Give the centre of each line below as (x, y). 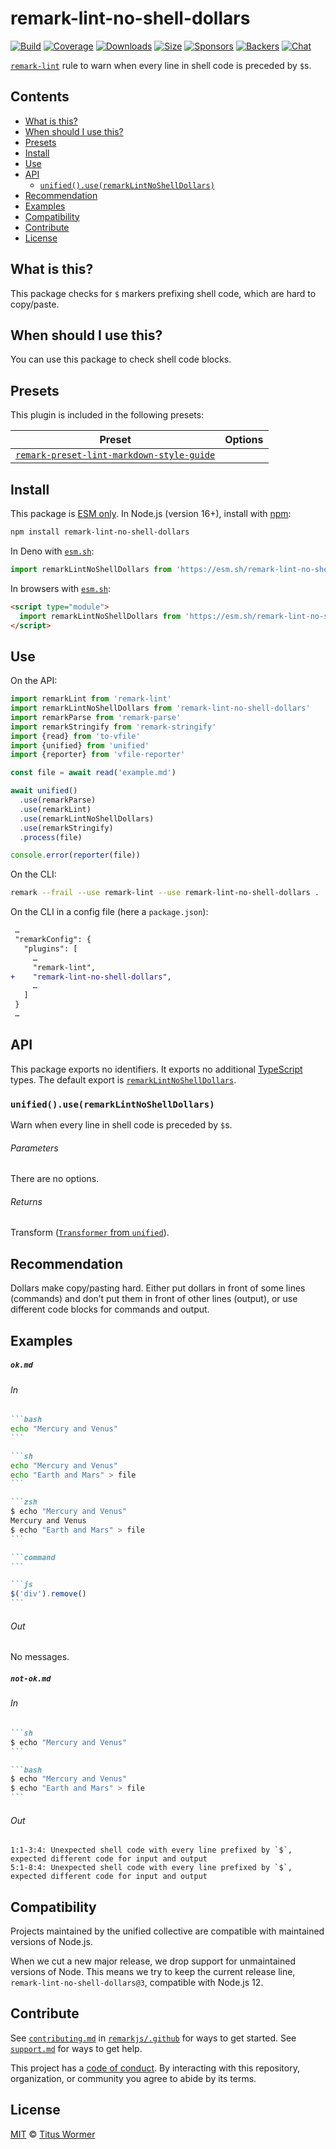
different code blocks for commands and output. (110, 1309)
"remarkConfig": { (53, 940)
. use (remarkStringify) (66, 828)
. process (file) (51, 837)
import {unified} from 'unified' (80, 745)
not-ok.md (31, 1678)
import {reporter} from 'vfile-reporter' (98, 755)
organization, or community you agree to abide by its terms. (133, 2078)
